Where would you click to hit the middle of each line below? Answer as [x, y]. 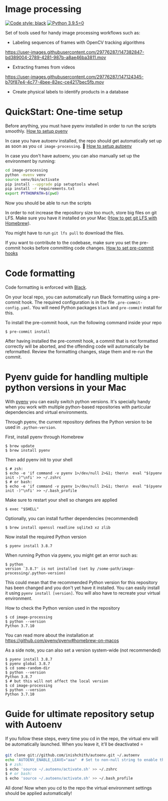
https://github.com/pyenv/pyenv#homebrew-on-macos [62, 640]
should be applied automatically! [39, 794]
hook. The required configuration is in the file [68, 302]
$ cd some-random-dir [28, 668]
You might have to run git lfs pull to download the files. [65, 233]
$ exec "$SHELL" [22, 509]
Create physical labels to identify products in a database [70, 91]
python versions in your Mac [66, 388]
